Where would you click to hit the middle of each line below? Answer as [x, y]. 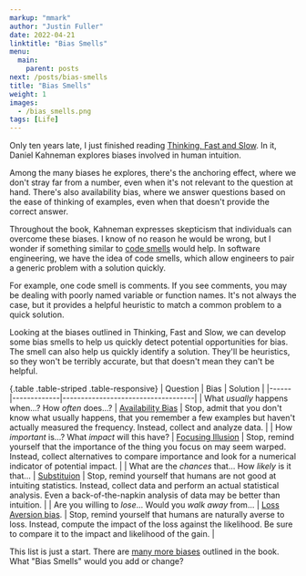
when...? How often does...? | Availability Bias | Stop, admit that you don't [146, 408]
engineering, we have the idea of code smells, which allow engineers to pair [152, 258]
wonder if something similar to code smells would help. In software [135, 249]
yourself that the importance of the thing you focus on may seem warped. [148, 447]
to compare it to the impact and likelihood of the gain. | [112, 534]
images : [24, 103]
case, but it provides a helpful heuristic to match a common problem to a [146, 305]
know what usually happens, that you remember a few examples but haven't [153, 418]
